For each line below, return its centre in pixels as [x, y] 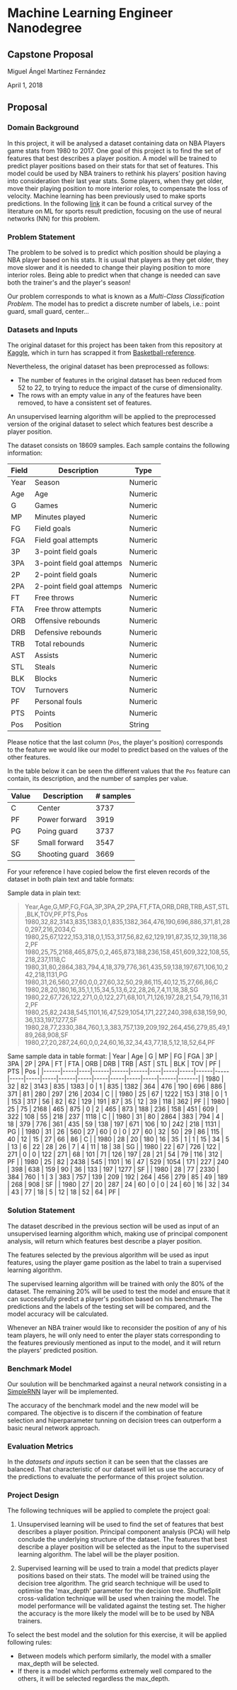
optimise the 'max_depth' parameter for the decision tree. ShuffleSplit [119, 1591]
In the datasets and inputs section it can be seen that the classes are [108, 1462]
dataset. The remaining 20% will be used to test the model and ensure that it [119, 1291]
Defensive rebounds [68, 632]
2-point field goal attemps [78, 586]
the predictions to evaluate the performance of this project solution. [106, 1477]
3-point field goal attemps [78, 564]
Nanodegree [45, 28]
